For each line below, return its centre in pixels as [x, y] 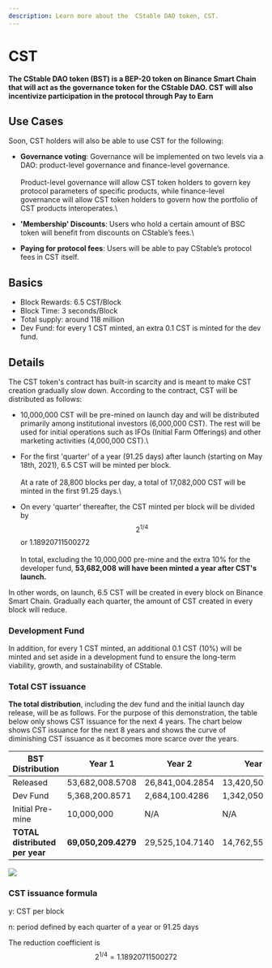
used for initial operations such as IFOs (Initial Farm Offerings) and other [140, 432]
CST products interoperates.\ [69, 209]
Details [26, 362]
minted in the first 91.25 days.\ [70, 491]
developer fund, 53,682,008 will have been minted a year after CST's [138, 568]
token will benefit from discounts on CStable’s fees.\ [107, 233]
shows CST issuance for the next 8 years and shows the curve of [117, 730]
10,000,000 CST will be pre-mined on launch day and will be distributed [140, 415]
